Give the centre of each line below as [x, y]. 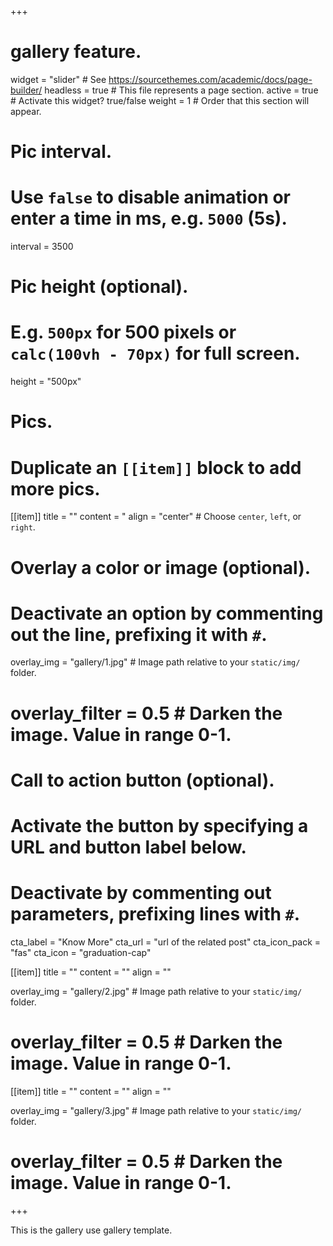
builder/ [26, 90]
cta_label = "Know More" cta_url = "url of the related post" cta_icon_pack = [166, 942]
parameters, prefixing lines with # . [155, 914]
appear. [26, 111]
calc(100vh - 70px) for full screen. [155, 353]
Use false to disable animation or [151, 197]
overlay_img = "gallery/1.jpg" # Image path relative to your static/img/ [155, 662]
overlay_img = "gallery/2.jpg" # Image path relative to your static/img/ [156, 991]
